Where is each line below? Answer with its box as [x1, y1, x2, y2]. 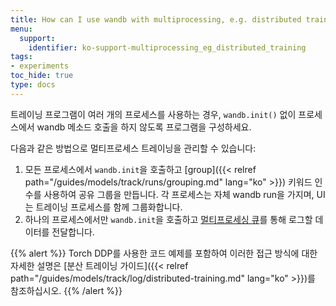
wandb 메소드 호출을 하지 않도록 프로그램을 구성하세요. [36, 121, 252, 133]
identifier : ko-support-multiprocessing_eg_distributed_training [28, 42, 307, 53]
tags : [10, 52, 33, 62]
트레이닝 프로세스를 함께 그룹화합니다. [35, 201, 183, 213]
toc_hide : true [10, 71, 74, 81]
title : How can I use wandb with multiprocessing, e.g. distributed [10, 14, 302, 25]
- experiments [10, 61, 70, 71]
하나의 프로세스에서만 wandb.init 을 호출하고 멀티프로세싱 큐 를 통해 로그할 [24, 213, 313, 225]
